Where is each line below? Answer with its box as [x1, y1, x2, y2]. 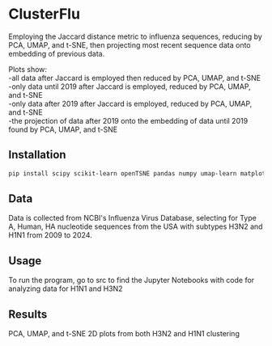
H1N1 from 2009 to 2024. [8, 230, 92, 240]
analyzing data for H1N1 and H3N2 [8, 284, 123, 293]
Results [8, 307, 48, 321]
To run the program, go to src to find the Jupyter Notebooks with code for [8, 276, 255, 285]
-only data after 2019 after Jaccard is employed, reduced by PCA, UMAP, [8, 99, 253, 108]
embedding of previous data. [8, 49, 105, 58]
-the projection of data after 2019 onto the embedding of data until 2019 [8, 116, 249, 125]
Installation [8, 148, 66, 162]
